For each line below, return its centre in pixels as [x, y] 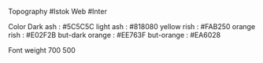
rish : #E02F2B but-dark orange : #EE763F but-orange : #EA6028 [115, 35]
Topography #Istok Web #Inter [58, 11]
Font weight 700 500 [42, 50]
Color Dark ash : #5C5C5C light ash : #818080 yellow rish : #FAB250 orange [132, 26]
